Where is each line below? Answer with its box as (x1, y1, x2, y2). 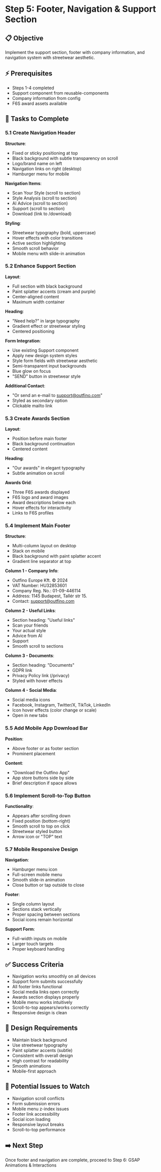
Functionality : (5, 803, 34, 809)
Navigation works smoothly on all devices (12, 974, 96, 979)
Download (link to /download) (12, 211, 72, 217)
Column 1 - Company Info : (5, 568, 59, 574)
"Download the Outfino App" (12, 769, 70, 775)
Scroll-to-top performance (12, 1126, 66, 1132)
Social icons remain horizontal (12, 917, 73, 923)
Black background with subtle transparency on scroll (12, 155, 118, 161)
